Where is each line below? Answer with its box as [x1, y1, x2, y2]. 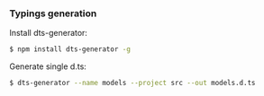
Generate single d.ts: [9, 61, 87, 72]
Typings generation [9, 7, 97, 20]
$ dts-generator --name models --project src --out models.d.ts [9, 79, 256, 88]
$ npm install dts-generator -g [9, 45, 131, 54]
